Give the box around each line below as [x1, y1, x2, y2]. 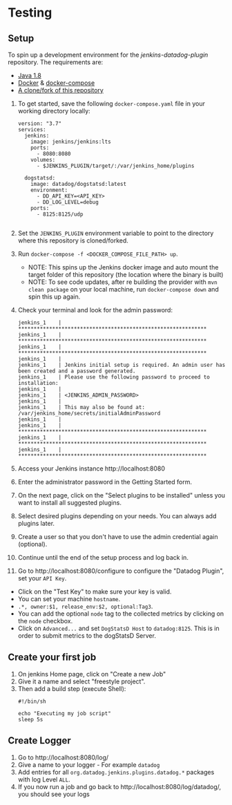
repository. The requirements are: [8, 58, 104, 66]
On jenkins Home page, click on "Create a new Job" [17, 670, 166, 678]
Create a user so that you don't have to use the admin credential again [17, 533, 218, 540]
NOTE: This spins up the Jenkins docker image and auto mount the [28, 263, 219, 271]
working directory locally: [17, 107, 90, 115]
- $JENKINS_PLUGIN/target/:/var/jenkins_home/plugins [36, 162, 195, 169]
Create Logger [8, 735, 71, 747]
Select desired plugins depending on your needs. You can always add [17, 512, 217, 520]
